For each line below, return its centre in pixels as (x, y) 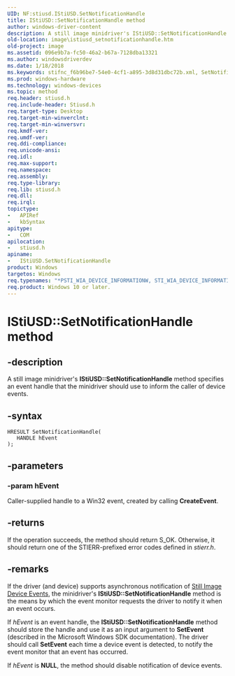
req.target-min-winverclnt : (48, 118)
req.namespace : (29, 170)
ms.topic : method (33, 92)
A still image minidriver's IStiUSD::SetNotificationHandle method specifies (116, 379)
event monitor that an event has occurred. (67, 652)
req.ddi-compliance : (37, 144)
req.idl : (20, 157)
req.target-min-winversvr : (47, 124)
